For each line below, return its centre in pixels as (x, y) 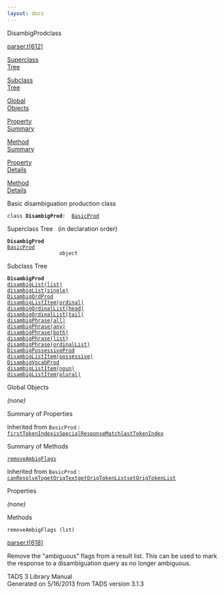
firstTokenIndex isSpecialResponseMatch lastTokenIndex (86, 433)
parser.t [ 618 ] (25, 543)
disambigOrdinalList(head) (46, 308)
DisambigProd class (34, 33)
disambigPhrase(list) (38, 338)
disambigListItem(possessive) (50, 356)
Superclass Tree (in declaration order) (62, 228)
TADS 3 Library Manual (40, 576)
